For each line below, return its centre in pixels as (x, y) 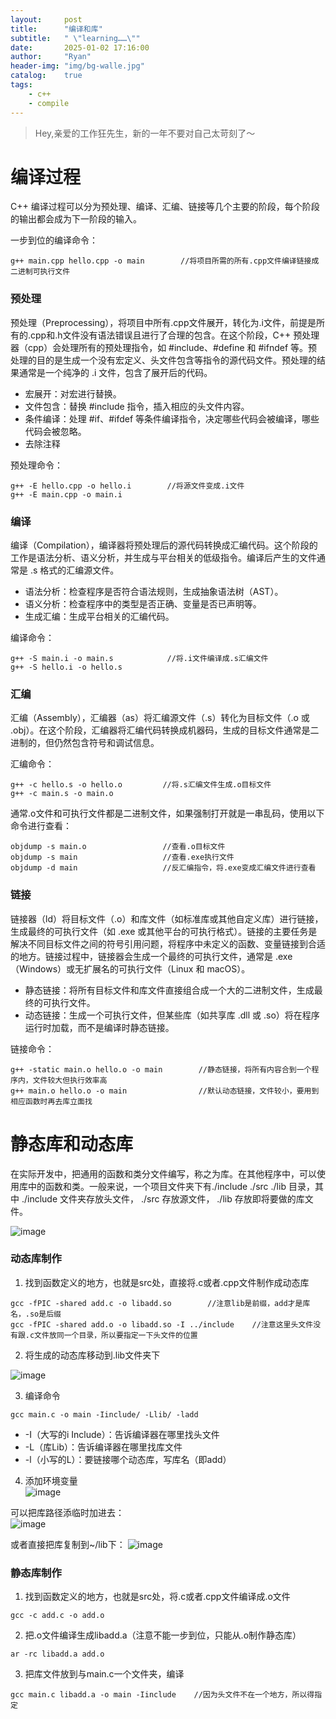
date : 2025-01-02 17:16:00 (80, 47)
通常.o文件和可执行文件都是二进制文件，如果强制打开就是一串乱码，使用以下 (167, 813)
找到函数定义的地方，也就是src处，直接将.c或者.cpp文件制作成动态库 (167, 1282)
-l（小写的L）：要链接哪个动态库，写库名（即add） (128, 1459)
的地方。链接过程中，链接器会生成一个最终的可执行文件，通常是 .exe (151, 956)
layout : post (46, 19)
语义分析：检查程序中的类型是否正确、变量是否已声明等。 (143, 604)
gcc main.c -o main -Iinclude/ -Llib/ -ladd (104, 1414)
